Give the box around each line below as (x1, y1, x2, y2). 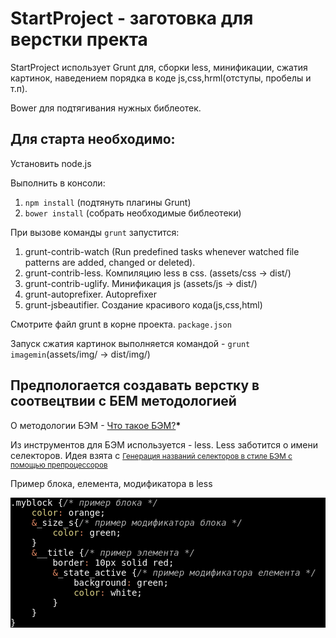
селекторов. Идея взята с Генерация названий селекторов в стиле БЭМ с (10, 449, 293, 461)
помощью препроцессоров (10, 460, 108, 470)
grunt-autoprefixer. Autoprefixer (24, 288, 158, 300)
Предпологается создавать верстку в (10, 377, 260, 394)
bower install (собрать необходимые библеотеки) (24, 207, 242, 219)
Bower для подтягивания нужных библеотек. (10, 102, 202, 114)
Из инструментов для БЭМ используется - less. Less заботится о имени (10, 438, 318, 451)
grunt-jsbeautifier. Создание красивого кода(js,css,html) (24, 298, 263, 311)
